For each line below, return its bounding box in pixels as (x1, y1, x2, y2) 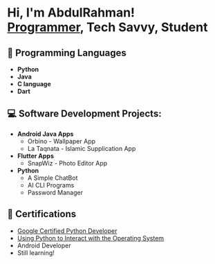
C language (17, 80, 51, 88)
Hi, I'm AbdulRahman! (7, 5, 135, 21)
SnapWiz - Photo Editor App (27, 159, 108, 167)
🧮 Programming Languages (7, 47, 127, 59)
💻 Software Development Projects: (7, 108, 162, 120)
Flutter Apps (17, 152, 54, 160)
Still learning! (17, 248, 55, 256)
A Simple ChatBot (27, 174, 78, 182)
